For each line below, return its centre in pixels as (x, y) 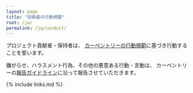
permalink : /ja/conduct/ (36, 28)
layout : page (22, 11)
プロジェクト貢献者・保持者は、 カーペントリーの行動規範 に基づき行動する (97, 45)
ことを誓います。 (26, 53)
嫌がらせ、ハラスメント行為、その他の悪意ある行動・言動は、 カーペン (92, 65)
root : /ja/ (19, 22)
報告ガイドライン (37, 73)
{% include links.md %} (35, 84)
